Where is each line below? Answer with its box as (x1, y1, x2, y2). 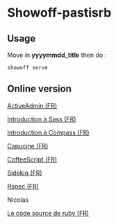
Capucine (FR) (7, 141, 49, 150)
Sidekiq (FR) (7, 169, 43, 177)
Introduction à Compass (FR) (7, 128, 90, 137)
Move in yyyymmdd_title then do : (7, 51, 107, 59)
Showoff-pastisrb (7, 5, 112, 21)
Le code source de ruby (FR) (7, 209, 90, 217)
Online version (7, 83, 71, 95)
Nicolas (7, 196, 29, 204)
